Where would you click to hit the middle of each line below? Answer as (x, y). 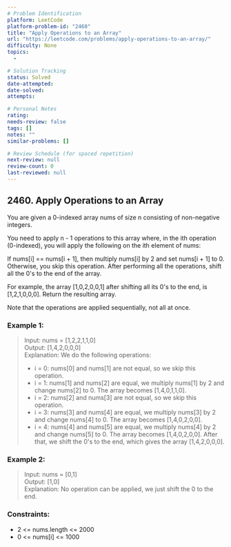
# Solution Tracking (37, 71)
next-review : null (33, 160)
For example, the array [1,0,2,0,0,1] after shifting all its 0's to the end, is (107, 286)
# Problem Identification (44, 13)
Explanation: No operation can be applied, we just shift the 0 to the (119, 489)
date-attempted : (30, 83)
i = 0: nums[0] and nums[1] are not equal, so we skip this (115, 368)
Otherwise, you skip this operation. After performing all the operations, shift (114, 266)
